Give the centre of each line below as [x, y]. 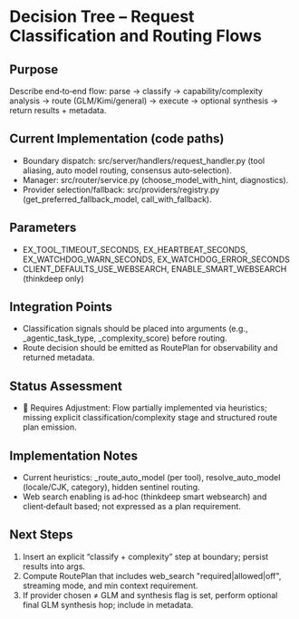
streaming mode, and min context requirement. [110, 585]
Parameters [43, 228]
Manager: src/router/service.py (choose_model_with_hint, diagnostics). [155, 179]
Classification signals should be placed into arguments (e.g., [135, 329]
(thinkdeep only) [53, 278]
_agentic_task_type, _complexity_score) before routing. [125, 338]
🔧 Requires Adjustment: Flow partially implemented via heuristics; [145, 408]
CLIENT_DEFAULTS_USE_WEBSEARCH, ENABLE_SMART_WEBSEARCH [154, 268]
